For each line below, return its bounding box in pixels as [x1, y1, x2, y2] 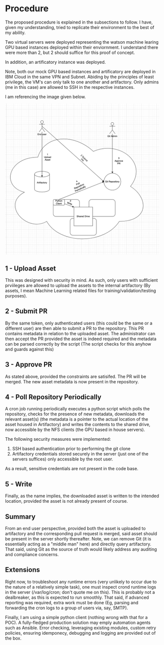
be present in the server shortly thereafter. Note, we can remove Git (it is [5, 536, 152, 541]
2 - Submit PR [5, 307, 47, 316]
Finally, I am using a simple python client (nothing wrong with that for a [5, 614, 148, 620]
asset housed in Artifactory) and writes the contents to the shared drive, [5, 422, 151, 428]
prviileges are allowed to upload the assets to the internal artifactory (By [5, 282, 151, 288]
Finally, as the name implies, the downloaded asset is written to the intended [5, 493, 159, 499]
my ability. [5, 29, 26, 35]
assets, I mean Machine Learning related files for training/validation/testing [5, 288, 156, 294]
